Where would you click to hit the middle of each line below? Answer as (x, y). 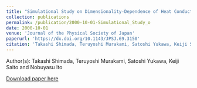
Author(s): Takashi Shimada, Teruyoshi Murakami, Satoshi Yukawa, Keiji (93, 61)
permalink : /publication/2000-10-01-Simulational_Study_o (78, 22)
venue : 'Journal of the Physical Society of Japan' (70, 33)
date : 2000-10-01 (27, 28)
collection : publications (38, 17)
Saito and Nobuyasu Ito (34, 67)
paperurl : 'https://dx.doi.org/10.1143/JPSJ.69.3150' (73, 39)
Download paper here (32, 78)
